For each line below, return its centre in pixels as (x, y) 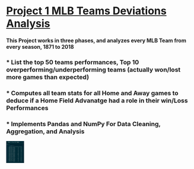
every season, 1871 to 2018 (40, 46)
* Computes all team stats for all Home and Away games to (93, 93)
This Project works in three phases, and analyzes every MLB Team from (96, 40)
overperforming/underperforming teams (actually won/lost (93, 70)
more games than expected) (48, 77)
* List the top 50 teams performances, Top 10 (73, 62)
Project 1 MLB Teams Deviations (87, 11)
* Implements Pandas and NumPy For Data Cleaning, (83, 124)
